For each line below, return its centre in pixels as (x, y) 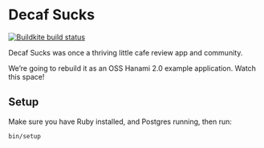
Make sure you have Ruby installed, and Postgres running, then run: (120, 121)
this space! (26, 76)
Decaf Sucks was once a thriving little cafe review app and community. (126, 52)
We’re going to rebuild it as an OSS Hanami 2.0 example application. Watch (132, 68)
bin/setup (25, 136)
